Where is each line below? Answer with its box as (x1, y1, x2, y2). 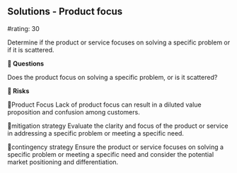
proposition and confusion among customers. (7, 107, 140, 116)
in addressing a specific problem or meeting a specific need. (7, 129, 184, 137)
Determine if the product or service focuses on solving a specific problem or (7, 38, 231, 47)
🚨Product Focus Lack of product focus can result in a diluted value (7, 100, 202, 109)
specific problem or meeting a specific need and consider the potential (7, 150, 214, 158)
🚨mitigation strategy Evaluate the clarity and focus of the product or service (7, 121, 229, 130)
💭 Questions (7, 59, 45, 68)
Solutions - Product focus (7, 6, 123, 18)
